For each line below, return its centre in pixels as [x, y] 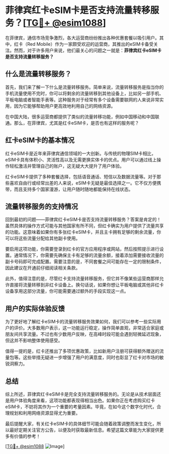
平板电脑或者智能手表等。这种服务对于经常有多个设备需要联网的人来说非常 [82, 100]
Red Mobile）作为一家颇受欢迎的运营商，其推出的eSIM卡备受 [90, 44]
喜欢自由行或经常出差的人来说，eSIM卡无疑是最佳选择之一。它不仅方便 [83, 183]
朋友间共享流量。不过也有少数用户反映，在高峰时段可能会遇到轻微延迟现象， [84, 334]
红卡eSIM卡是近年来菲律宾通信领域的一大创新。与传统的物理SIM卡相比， [80, 153]
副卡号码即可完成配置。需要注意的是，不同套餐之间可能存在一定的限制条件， [84, 261]
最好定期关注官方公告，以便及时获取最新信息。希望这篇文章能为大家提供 [84, 430]
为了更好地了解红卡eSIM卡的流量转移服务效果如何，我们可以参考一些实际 [81, 322]
